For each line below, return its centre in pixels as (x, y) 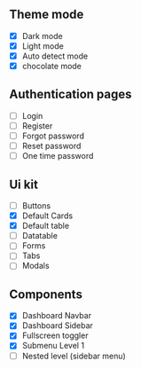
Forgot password (53, 136)
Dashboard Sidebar (57, 326)
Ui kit (23, 184)
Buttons (36, 206)
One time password (58, 156)
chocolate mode (52, 66)
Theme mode (47, 15)
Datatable (39, 236)
